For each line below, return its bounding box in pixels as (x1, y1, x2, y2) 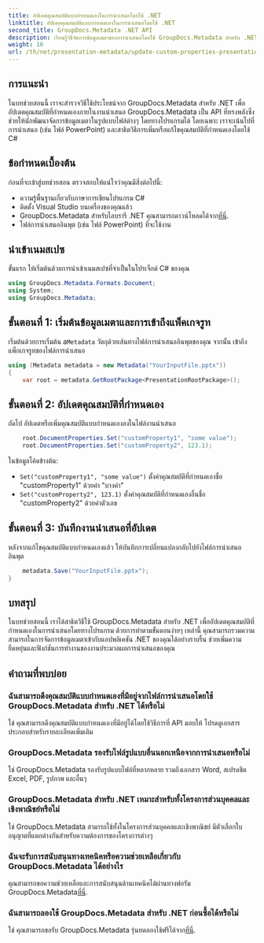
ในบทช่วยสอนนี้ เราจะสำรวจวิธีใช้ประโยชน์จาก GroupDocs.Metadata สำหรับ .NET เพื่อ (8, 98, 246, 107)
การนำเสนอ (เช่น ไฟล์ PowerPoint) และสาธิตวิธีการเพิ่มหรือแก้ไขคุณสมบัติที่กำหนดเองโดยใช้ (8, 124, 251, 134)
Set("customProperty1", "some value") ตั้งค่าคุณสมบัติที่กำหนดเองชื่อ (19, 471, 223, 481)
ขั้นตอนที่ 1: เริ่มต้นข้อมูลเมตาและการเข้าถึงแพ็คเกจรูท (8, 316, 211, 329)
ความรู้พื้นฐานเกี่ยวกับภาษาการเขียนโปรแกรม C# (19, 193, 145, 202)
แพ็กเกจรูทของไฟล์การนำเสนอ (8, 346, 86, 355)
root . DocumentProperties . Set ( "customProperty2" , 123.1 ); (22, 442, 213, 449)
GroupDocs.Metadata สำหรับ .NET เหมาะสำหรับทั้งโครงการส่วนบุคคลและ (8, 794, 250, 805)
